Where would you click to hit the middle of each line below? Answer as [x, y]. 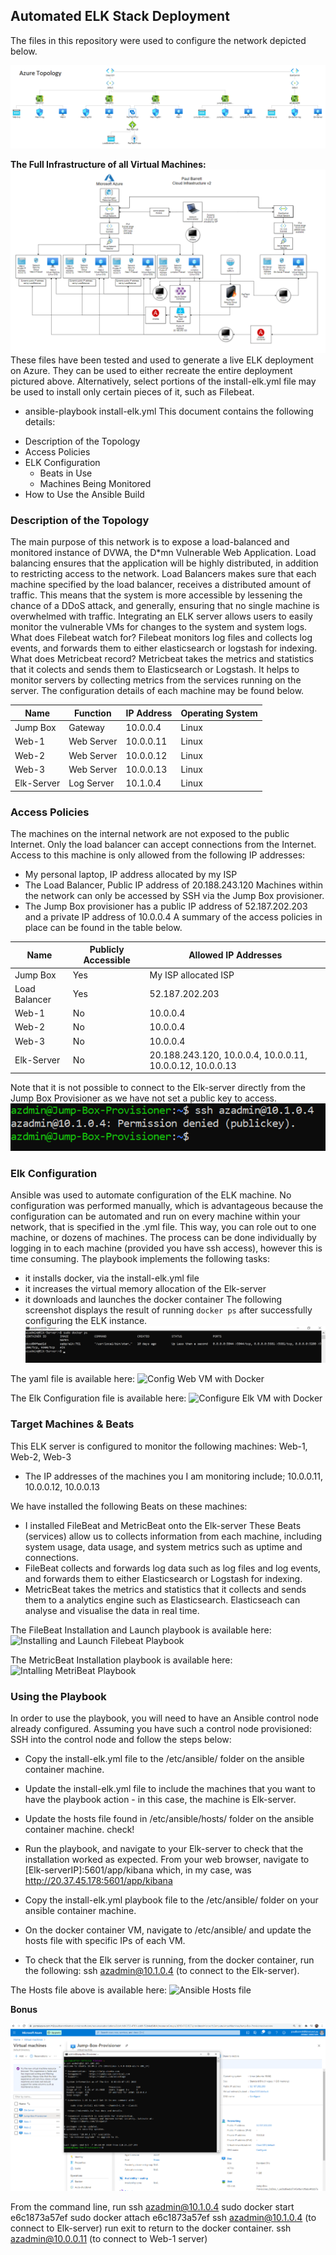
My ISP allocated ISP [192, 975]
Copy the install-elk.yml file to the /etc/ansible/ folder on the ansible [164, 1759]
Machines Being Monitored [95, 484]
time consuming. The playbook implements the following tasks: [140, 1258]
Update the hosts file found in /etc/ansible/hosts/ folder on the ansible [169, 1819]
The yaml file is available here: [73, 1379]
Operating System [219, 713]
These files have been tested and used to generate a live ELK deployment [162, 360]
